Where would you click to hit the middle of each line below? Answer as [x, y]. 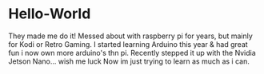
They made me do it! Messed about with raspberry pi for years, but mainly [131, 36]
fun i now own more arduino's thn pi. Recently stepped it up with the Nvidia [132, 53]
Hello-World [50, 14]
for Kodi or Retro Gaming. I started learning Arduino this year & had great [128, 44]
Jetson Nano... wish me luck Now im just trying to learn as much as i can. [129, 61]
